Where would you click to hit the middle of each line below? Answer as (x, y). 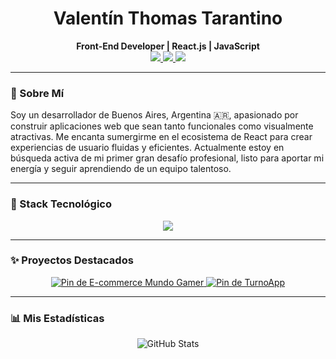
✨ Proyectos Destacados (72, 260)
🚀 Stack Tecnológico (61, 204)
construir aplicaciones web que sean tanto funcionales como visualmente (162, 126)
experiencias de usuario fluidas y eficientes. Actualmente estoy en (147, 148)
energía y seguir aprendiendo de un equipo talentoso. (121, 169)
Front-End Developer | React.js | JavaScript (168, 46)
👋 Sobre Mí (37, 93)
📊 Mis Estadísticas (57, 318)
